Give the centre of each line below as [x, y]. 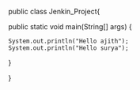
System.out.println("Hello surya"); [68, 48]
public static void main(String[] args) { [70, 26]
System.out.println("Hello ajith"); [68, 41]
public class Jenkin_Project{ [54, 11]
